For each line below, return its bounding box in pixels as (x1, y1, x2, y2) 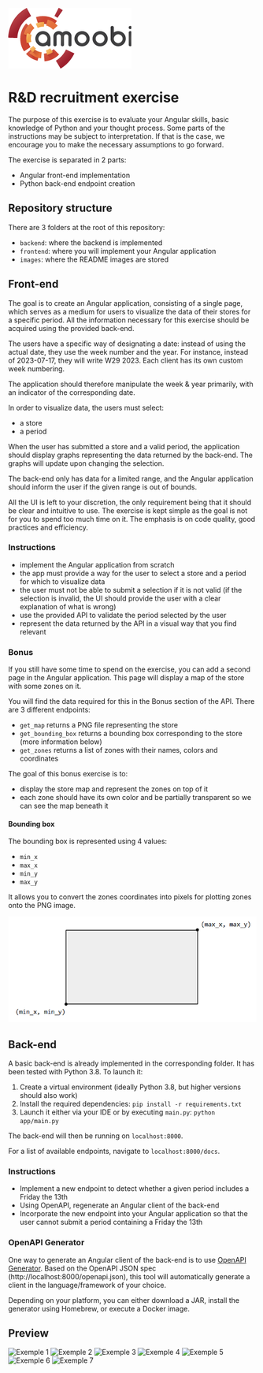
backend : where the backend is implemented (19, 237, 163, 247)
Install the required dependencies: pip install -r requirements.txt (19, 1100, 243, 1109)
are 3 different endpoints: (8, 705, 91, 715)
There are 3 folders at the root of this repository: (8, 222, 165, 232)
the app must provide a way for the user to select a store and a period (19, 568, 246, 578)
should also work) (19, 1091, 78, 1100)
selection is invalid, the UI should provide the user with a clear (19, 593, 221, 603)
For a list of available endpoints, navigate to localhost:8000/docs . (8, 1147, 220, 1156)
